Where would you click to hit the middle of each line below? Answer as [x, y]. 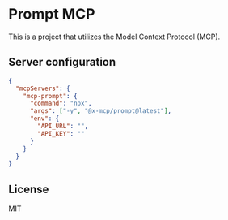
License [29, 189]
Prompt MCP [52, 14]
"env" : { [44, 119]
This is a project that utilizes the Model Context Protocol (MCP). [114, 37]
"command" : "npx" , [61, 104]
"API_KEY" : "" [61, 134]
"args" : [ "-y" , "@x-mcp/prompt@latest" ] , [101, 111]
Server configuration [62, 62]
